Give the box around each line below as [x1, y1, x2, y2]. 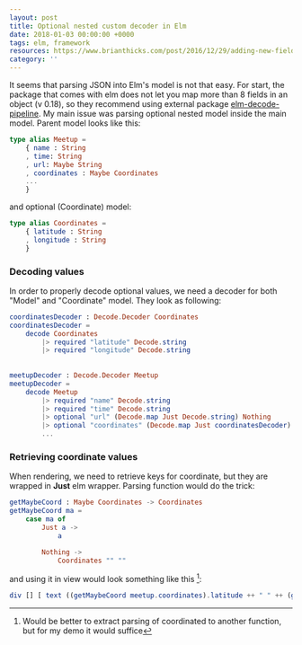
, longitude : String [25, 235, 106, 244]
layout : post [9, 13, 58, 22]
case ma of [25, 515, 67, 524]
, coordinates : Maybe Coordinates [25, 168, 159, 178]
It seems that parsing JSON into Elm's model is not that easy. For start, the [9, 80, 285, 90]
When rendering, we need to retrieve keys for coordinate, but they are [9, 471, 268, 482]
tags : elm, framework [9, 38, 91, 48]
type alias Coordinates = [9, 219, 106, 228]
